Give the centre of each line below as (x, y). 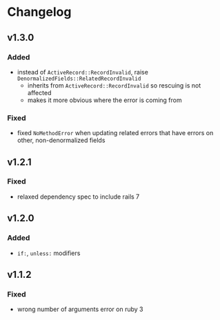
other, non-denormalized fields (61, 140)
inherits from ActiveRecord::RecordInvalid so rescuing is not (114, 85)
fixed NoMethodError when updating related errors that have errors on (115, 133)
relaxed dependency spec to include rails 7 (78, 197)
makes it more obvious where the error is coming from (104, 100)
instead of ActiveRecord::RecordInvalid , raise (82, 72)
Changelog (39, 12)
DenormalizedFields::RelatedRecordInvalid (79, 79)
